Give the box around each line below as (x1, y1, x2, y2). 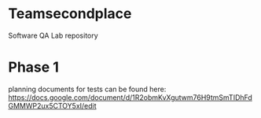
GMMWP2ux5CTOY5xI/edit (8, 101, 97, 110)
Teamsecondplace (8, 5, 132, 23)
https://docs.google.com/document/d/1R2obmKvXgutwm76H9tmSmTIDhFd (8, 92, 253, 102)
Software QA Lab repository (8, 31, 98, 40)
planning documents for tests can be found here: (8, 84, 167, 94)
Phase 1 (8, 58, 59, 76)
